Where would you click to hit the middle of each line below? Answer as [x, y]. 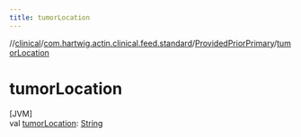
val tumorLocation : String [56, 123]
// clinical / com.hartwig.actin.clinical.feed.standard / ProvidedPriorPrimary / [143, 43]
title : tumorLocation [50, 17]
